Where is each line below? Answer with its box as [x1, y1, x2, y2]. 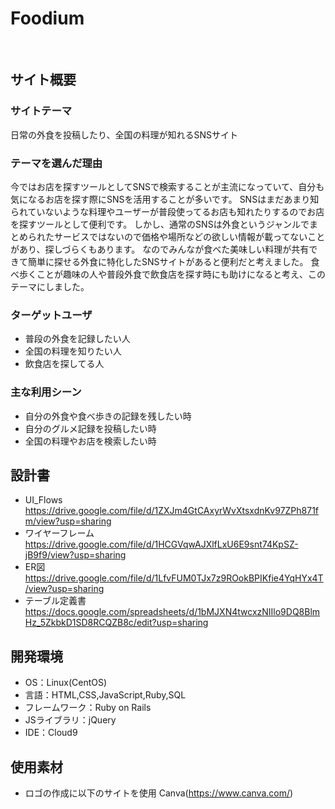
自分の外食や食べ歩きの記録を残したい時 [24, 410, 192, 422]
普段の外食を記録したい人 [24, 333, 131, 345]
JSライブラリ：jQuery [24, 714, 117, 726]
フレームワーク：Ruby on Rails [24, 702, 152, 714]
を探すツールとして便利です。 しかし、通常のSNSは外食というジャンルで [10, 218, 310, 230]
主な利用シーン [10, 385, 82, 399]
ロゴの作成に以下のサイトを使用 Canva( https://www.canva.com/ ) [24, 787, 294, 799]
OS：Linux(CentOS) [24, 677, 108, 689]
